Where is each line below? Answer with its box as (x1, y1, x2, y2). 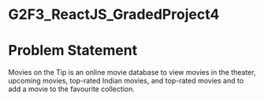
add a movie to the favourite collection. (8, 84, 136, 94)
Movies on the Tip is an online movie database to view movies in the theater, (8, 68, 256, 77)
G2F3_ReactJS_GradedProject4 (8, 6, 220, 24)
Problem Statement (8, 42, 138, 60)
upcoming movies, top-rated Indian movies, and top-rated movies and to (8, 76, 244, 86)
